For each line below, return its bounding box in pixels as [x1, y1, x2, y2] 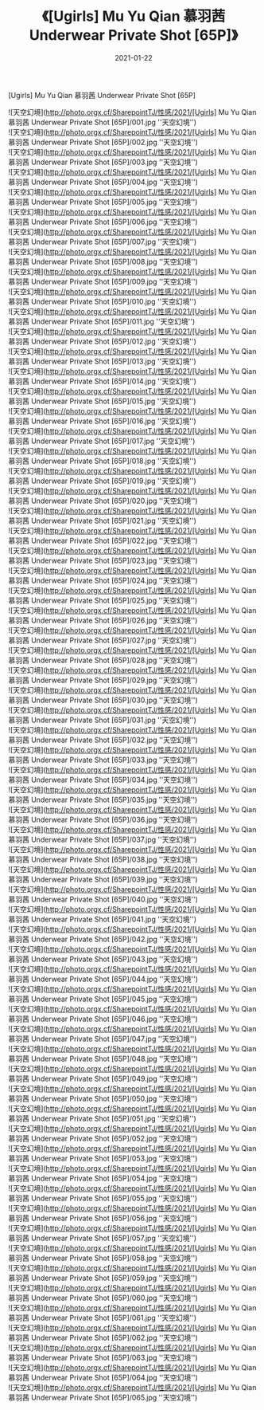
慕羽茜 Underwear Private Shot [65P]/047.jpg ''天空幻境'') [8, 1034, 197, 1043]
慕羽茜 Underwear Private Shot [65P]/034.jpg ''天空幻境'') [8, 775, 199, 784]
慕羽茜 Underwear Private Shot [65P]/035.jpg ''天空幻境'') [8, 795, 198, 804]
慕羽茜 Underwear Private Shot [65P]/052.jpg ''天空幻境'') [8, 1133, 198, 1143]
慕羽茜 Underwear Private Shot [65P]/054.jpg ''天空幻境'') [8, 1173, 198, 1183]
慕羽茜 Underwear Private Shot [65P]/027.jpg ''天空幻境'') [8, 635, 197, 645]
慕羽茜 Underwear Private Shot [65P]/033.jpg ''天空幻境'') [8, 755, 198, 764]
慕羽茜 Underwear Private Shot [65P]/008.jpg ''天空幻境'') [8, 257, 199, 266]
